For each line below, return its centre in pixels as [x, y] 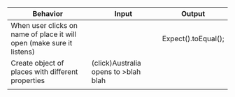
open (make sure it [42, 43]
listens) [23, 52]
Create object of [37, 63]
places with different [44, 72]
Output [193, 14]
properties [28, 81]
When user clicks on [44, 25]
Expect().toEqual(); [193, 39]
